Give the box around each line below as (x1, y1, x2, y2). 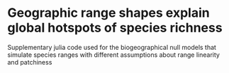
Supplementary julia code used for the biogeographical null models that (7, 43, 216, 51)
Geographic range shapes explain (7, 5, 211, 21)
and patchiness (7, 58, 52, 66)
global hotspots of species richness (7, 20, 223, 36)
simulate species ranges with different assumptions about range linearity (7, 51, 220, 59)
